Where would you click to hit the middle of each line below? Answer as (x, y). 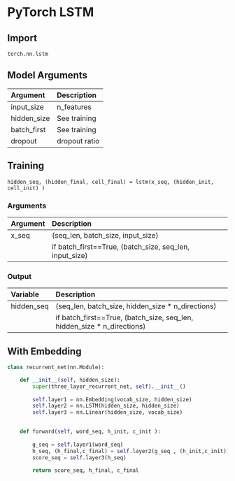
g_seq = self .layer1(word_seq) (78, 445)
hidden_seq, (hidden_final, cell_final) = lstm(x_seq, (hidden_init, (111, 182)
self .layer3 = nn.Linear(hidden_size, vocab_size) (108, 412)
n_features (74, 107)
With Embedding (44, 351)
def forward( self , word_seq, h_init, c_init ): (90, 432)
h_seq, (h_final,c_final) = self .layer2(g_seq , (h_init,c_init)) (131, 451)
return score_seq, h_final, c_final (86, 471)
